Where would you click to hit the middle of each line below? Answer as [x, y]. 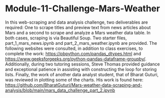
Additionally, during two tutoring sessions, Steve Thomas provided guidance [82, 64]
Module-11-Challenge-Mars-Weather [82, 9]
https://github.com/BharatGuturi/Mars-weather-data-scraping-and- [74, 85]
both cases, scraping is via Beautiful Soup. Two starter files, [66, 38]
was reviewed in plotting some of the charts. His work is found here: [74, 80]
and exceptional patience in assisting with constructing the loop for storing [81, 69]
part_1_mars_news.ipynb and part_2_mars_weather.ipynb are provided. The [81, 43]
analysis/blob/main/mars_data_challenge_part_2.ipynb [60, 90]
